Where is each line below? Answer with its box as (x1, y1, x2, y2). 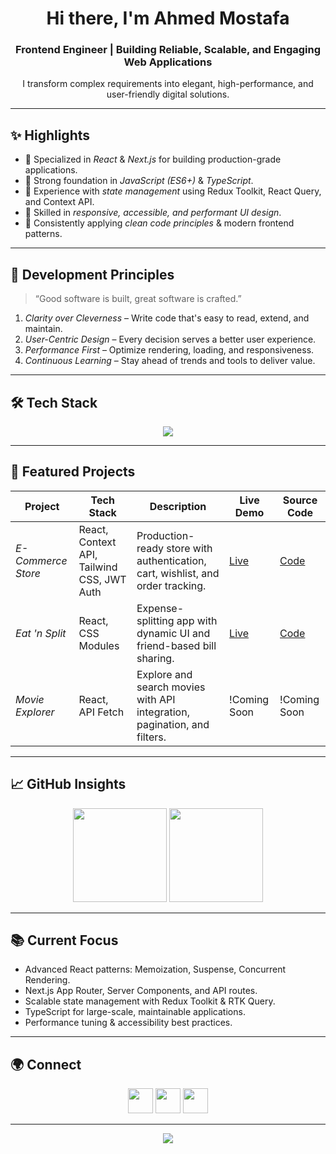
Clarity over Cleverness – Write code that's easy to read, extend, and (24, 312, 310, 324)
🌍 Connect (10, 1056, 82, 1073)
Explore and (136, 667, 193, 681)
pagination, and (136, 717, 210, 731)
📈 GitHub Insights (10, 776, 127, 793)
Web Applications (123, 55, 213, 69)
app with (176, 613, 218, 627)
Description (149, 499, 207, 513)
